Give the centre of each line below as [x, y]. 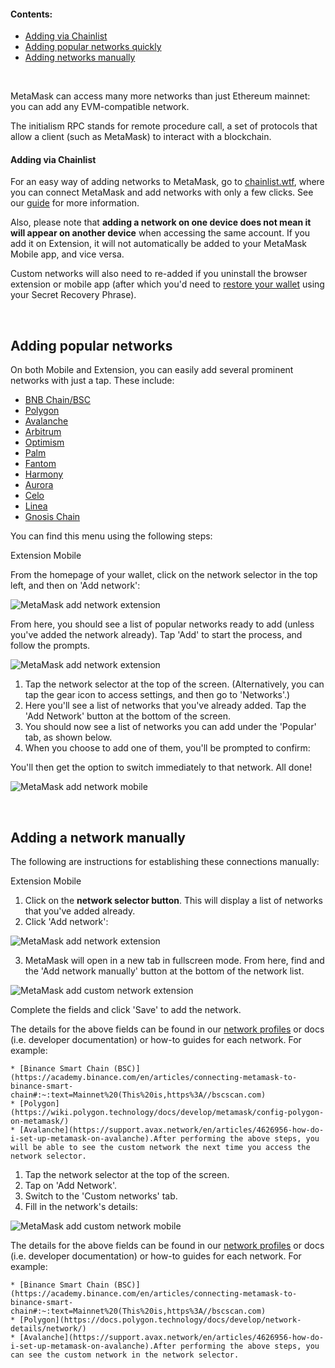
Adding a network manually [98, 837]
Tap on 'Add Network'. [70, 1186]
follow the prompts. [50, 646]
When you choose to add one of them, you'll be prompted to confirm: [167, 748]
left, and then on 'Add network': [75, 586]
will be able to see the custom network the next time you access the [160, 1148]
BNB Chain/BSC [58, 400]
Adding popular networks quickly [93, 47]
